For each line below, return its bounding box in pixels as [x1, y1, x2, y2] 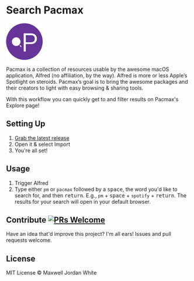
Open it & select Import [14, 140, 70, 148]
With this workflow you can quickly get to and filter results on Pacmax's [6, 95, 179, 102]
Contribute [6, 215, 47, 225]
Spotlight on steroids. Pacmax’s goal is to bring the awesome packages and [6, 78, 188, 85]
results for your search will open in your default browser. [14, 198, 151, 205]
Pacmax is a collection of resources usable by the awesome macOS [6, 66, 169, 73]
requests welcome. [6, 237, 52, 244]
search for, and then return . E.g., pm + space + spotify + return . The [14, 191, 187, 199]
